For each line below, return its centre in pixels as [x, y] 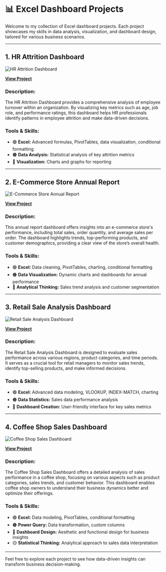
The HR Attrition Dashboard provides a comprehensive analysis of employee [83, 102]
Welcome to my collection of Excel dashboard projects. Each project [75, 26]
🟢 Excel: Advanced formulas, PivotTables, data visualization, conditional [86, 142]
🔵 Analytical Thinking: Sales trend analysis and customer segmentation [86, 287]
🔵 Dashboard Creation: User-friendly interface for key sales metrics [82, 407]
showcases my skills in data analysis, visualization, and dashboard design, [81, 31]
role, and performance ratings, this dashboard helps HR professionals [76, 113]
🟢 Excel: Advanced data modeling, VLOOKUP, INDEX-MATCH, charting [85, 392]
